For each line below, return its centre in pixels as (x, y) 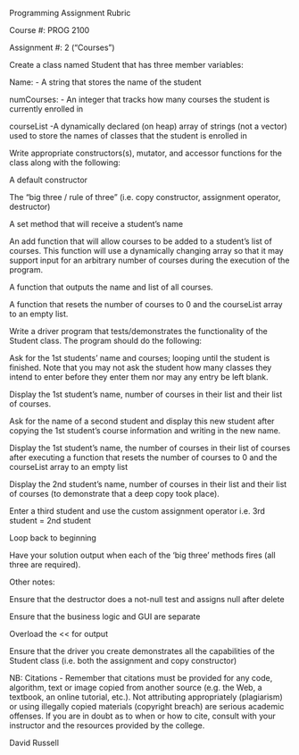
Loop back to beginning (53, 538)
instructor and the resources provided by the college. (107, 726)
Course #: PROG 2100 (50, 30)
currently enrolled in (46, 109)
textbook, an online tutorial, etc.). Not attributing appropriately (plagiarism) (146, 697)
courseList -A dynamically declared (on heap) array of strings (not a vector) (148, 126)
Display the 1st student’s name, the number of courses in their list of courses (150, 448)
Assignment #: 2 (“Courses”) (62, 47)
